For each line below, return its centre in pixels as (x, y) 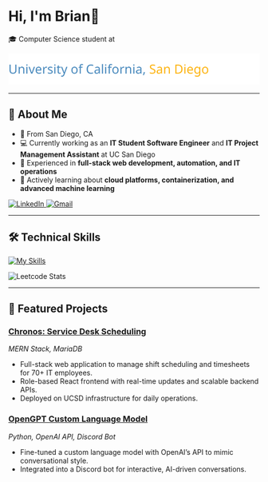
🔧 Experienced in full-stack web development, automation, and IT (130, 162)
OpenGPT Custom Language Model (78, 419)
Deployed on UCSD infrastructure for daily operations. (108, 398)
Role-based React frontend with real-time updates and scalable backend (139, 381)
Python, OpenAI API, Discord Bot (62, 436)
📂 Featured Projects (58, 308)
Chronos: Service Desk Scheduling (77, 331)
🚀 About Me (38, 115)
